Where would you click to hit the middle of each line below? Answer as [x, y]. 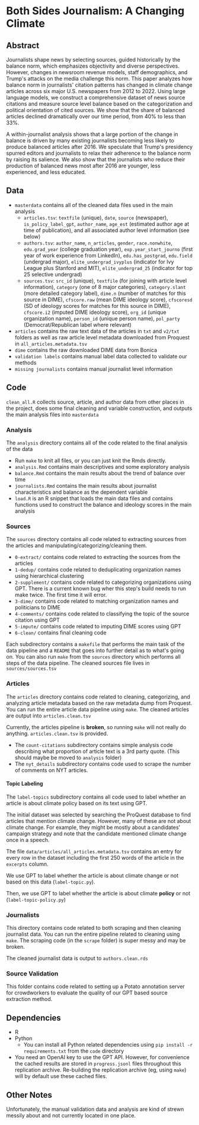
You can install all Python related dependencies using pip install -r [108, 1045]
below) [32, 236]
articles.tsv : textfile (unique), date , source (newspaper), [96, 217]
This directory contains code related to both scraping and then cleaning [94, 928]
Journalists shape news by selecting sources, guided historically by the [93, 60]
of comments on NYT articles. [51, 770]
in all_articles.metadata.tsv [51, 344]
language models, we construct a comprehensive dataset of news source [96, 97]
